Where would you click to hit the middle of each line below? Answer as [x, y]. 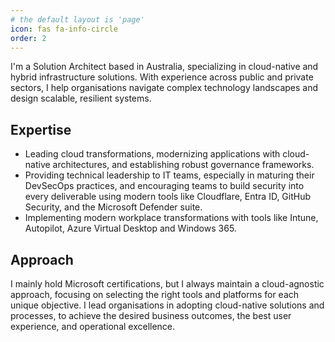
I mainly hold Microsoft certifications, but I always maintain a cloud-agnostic [167, 284]
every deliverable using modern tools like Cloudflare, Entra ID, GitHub [168, 197]
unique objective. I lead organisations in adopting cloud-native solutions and [167, 305]
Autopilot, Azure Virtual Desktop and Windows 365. [130, 228]
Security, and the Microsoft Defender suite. [113, 207]
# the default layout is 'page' [77, 19]
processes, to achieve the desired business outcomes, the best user [151, 315]
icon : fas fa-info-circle [64, 29]
